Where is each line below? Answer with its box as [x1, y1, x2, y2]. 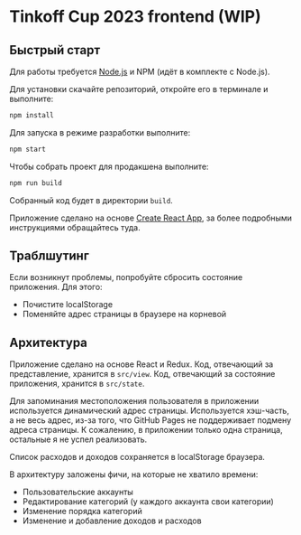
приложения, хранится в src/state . [9, 378, 145, 390]
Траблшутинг [9, 249, 90, 264]
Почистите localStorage [22, 299, 114, 310]
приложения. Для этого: [9, 282, 103, 293]
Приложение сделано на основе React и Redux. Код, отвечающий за [9, 359, 274, 370]
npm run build [9, 178, 63, 187]
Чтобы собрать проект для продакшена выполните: [9, 161, 209, 172]
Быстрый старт [9, 42, 101, 58]
